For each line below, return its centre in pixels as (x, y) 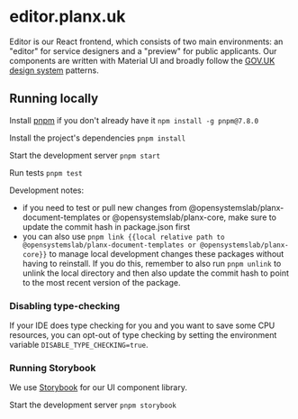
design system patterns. (54, 70)
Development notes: (47, 190)
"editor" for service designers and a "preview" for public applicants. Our (143, 50)
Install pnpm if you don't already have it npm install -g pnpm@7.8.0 (134, 120)
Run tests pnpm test (46, 172)
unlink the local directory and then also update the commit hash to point (156, 273)
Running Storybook (53, 368)
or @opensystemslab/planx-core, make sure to (190, 217)
